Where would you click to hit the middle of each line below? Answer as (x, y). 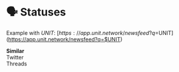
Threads (17, 64)
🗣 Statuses (36, 12)
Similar (15, 51)
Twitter (15, 57)
